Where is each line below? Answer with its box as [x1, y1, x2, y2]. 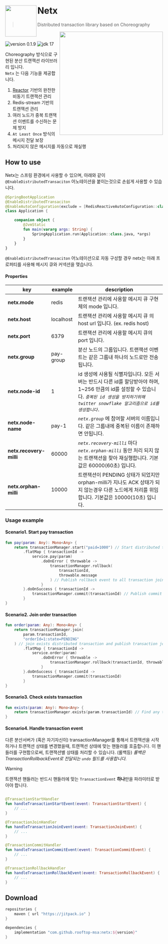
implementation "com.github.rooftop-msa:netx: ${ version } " [14, 929, 137, 935]
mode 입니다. [88, 303, 119, 310]
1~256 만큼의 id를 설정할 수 [78, 386, 141, 393]
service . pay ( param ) [31, 554, 72, 559]
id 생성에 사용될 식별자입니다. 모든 [78, 371, 154, 378]
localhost [50, 316, 73, 323]
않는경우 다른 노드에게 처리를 [84, 486, 148, 493]
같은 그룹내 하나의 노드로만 [88, 354, 148, 361]
